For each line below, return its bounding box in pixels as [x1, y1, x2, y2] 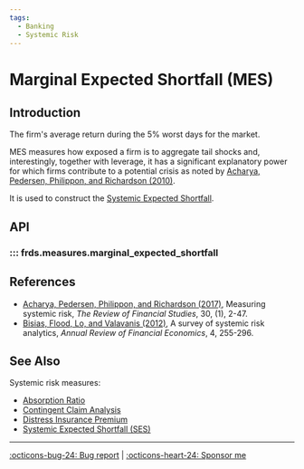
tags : [9, 13, 30, 23]
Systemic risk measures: [9, 378, 101, 388]
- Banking [17, 22, 54, 31]
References [9, 274, 76, 290]
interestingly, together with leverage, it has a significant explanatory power [9, 156, 288, 167]
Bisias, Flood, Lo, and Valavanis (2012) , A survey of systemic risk [22, 318, 265, 329]
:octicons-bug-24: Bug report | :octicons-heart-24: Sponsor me [9, 450, 247, 461]
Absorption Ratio [22, 395, 86, 406]
